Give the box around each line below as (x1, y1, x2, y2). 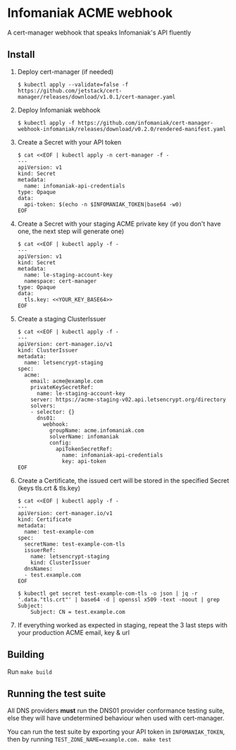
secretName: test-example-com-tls (24, 541, 125, 548)
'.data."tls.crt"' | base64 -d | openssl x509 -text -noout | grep (17, 596, 220, 603)
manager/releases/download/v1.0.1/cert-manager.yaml (17, 93, 176, 100)
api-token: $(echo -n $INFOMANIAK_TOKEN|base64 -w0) (24, 201, 182, 208)
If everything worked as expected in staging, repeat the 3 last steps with (17, 620, 228, 629)
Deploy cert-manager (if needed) (17, 67, 114, 75)
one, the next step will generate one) (17, 227, 125, 235)
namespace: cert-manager (24, 277, 97, 285)
